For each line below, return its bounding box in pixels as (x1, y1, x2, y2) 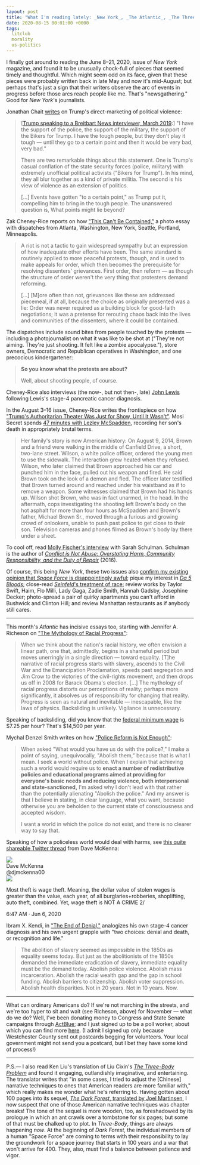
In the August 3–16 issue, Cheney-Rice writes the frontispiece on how (6, 406, 177, 414)
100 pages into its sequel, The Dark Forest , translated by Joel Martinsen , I (6, 1095, 187, 1102)
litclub (11, 31, 31, 37)
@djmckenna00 (6, 868, 45, 876)
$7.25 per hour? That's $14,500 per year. (6, 722, 106, 729)
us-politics (11, 42, 42, 48)
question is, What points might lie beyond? (20, 206, 125, 213)
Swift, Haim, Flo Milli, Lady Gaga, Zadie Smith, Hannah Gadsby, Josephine (6, 587, 188, 594)
